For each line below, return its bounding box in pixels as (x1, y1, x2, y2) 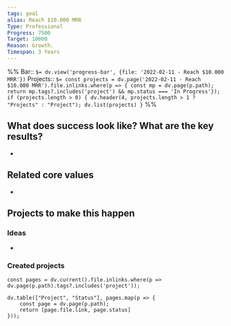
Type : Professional (7, 23, 63, 30)
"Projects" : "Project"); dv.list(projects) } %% (7, 100, 157, 108)
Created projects (7, 261, 65, 271)
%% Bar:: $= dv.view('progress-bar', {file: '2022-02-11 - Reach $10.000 (7, 67, 224, 76)
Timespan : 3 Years (7, 49, 60, 56)
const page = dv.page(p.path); (19, 300, 110, 307)
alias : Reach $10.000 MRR (7, 17, 81, 23)
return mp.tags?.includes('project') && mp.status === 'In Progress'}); (7, 88, 221, 95)
